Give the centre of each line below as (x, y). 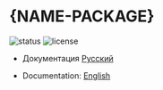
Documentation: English (66, 75)
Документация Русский (68, 58)
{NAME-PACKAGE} (82, 16)
